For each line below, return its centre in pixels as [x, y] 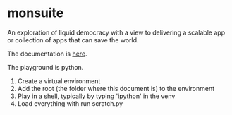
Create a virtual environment [59, 81]
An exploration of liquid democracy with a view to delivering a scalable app [116, 32]
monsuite [36, 13]
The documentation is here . [47, 54]
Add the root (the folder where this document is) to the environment [116, 88]
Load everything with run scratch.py [70, 103]
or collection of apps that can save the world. [73, 40]
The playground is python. [45, 67]
